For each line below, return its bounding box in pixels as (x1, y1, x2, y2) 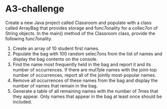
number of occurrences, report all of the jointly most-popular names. (12, 72, 156, 78)
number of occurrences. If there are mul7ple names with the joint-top (12, 66, 157, 73)
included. (12, 98, 32, 104)
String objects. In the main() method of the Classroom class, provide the (5, 30, 155, 36)
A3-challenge (5, 3, 64, 15)
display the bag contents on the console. (12, 56, 98, 62)
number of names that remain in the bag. (12, 82, 98, 88)
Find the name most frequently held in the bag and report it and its (12, 61, 151, 67)
